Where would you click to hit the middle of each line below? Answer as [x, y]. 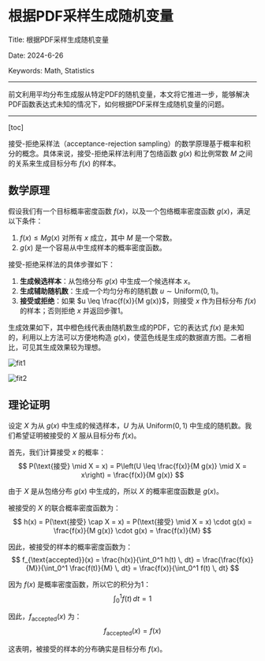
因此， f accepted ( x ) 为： [45, 618]
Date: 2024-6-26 [36, 55]
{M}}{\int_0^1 [47, 568]
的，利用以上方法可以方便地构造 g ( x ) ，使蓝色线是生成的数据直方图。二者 [126, 337]
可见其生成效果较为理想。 [63, 347]
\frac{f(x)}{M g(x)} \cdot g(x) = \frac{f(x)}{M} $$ [132, 530]
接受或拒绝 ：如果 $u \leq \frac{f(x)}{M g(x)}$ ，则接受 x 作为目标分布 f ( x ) [138, 301]
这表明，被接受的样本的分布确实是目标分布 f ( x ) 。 [88, 648]
